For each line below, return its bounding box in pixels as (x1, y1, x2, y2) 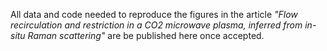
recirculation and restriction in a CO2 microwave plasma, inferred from (10, 19, 303, 31)
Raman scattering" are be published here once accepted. (27, 30, 265, 41)
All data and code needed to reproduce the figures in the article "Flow (10, 9, 298, 20)
